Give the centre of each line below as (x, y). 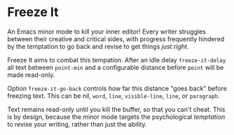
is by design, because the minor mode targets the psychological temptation (116, 117)
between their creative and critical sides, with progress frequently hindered (116, 38)
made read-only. (31, 75)
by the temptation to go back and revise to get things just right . (98, 46)
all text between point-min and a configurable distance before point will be (116, 67)
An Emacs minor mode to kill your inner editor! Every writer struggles (107, 31)
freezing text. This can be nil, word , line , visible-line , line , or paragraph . (113, 96)
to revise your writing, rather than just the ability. (77, 124)
